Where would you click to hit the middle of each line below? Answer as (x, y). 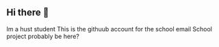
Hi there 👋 (28, 13)
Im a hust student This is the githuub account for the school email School (109, 29)
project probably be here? (43, 36)
